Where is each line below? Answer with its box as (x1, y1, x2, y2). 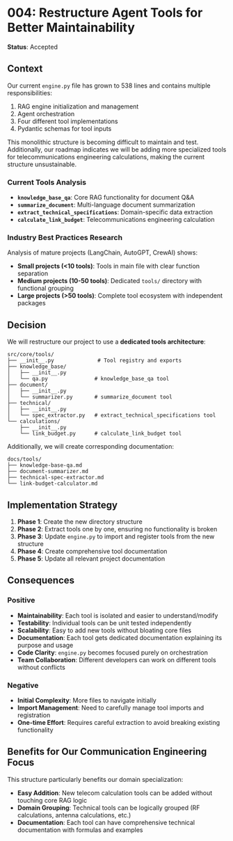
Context (7, 63, 43, 74)
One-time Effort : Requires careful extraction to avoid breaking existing (17, 718, 220, 726)
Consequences (7, 575, 75, 586)
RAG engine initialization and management (17, 102, 139, 111)
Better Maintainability (7, 19, 136, 35)
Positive (7, 595, 35, 605)
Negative (7, 680, 39, 690)
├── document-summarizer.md (7, 468, 89, 475)
